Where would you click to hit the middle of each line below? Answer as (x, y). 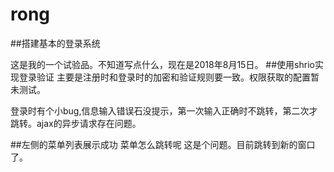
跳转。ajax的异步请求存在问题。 (76, 123)
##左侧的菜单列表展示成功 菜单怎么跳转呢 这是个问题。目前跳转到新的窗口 (163, 144)
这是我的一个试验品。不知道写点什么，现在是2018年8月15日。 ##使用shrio (162, 64)
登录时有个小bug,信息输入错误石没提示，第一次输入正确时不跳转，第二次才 (164, 110)
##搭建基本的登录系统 (55, 43)
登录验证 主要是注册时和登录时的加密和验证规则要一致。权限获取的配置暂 (169, 77)
